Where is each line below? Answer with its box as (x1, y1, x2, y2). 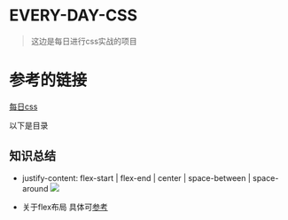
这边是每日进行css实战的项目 (30, 35, 137, 46)
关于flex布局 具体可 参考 (21, 201, 108, 212)
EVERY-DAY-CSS (9, 5, 138, 26)
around (21, 183, 49, 193)
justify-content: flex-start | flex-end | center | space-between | (21, 172, 251, 183)
